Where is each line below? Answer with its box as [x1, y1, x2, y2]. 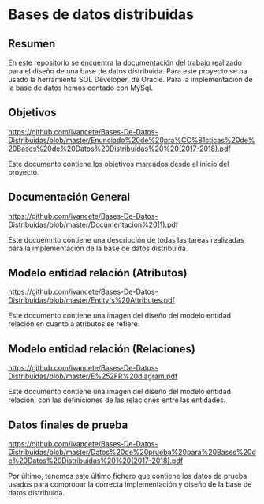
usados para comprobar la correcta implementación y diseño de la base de [8, 480, 252, 489]
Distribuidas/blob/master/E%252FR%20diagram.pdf [8, 371, 178, 381]
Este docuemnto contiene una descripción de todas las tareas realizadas [8, 235, 244, 244]
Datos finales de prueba [8, 418, 128, 431]
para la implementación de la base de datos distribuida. [8, 243, 188, 253]
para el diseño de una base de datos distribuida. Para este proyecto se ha [8, 66, 247, 76]
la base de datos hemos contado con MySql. [8, 83, 154, 92]
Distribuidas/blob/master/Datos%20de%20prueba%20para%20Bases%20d [8, 448, 256, 457]
